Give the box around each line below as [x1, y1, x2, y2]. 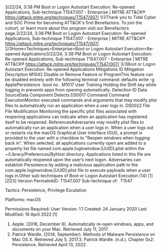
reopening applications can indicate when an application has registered [5, 114, 147, 119]
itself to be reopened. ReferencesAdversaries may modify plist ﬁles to [5, 119, 144, 125]
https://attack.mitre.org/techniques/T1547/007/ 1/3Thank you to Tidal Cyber [5, 15, 156, 20]
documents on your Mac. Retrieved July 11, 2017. [12, 226, 109, 232]
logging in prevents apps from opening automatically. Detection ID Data [5, 87, 147, 92]
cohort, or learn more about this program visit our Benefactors [5, 25, 129, 31]
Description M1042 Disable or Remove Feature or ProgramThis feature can [5, 72, 153, 77]
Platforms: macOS [5, 197, 41, 202]
